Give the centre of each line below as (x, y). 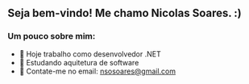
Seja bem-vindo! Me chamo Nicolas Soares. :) (125, 13)
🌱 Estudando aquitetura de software (79, 62)
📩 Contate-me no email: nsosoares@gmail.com (98, 71)
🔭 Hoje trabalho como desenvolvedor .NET (90, 54)
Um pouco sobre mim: (52, 36)
